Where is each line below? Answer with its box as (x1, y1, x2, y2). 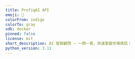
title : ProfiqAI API (5, 7, 50, 13)
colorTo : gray (5, 22, 36, 27)
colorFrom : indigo (5, 17, 45, 22)
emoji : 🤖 (5, 12, 24, 17)
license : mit (5, 36, 33, 42)
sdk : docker (5, 27, 31, 32)
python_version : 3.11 (5, 46, 52, 51)
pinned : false (5, 31, 36, 36)
